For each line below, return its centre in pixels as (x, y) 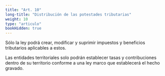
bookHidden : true (23, 28)
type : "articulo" (23, 24)
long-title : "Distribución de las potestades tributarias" (68, 14)
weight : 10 (17, 19)
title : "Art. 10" (23, 10)
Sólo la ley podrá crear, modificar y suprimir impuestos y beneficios (75, 42)
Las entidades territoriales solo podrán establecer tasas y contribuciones (81, 57)
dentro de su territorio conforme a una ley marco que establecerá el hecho (82, 63)
